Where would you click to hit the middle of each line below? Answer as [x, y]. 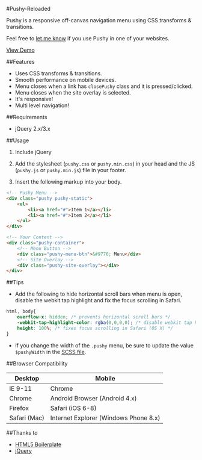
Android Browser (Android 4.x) [93, 398]
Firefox [19, 408]
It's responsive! [34, 99]
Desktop [27, 378]
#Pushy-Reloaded [29, 9]
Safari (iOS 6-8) [73, 408]
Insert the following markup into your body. [68, 182]
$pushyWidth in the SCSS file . [50, 352]
